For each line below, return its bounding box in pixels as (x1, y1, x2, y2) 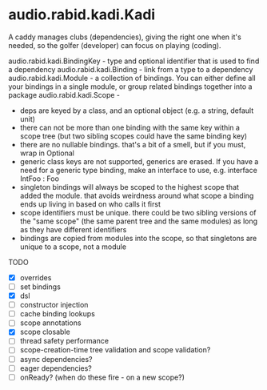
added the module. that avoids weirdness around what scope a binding (19, 191, 254, 200)
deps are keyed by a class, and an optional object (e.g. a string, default (19, 106, 254, 115)
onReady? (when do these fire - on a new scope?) (19, 372, 185, 382)
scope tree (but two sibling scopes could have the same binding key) (19, 131, 248, 141)
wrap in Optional (19, 148, 74, 158)
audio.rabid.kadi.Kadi (8, 6, 156, 24)
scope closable (19, 327, 70, 337)
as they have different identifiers (19, 224, 127, 234)
